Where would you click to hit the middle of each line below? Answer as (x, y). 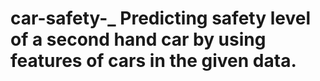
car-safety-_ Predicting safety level (160, 18)
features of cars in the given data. (153, 61)
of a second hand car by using (138, 39)
